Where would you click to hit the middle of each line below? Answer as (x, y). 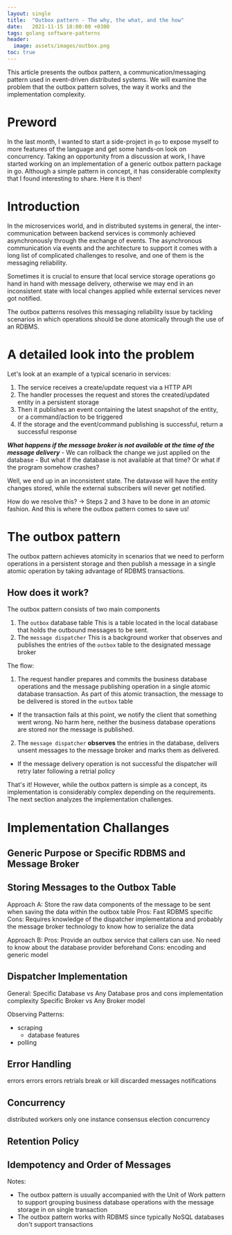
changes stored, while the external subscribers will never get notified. (107, 488)
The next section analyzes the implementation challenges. (90, 799)
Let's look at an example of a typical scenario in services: (89, 374)
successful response (47, 431)
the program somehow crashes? (53, 467)
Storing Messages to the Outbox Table (92, 887)
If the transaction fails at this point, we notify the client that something (117, 715)
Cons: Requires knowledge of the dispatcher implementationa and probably (115, 919)
